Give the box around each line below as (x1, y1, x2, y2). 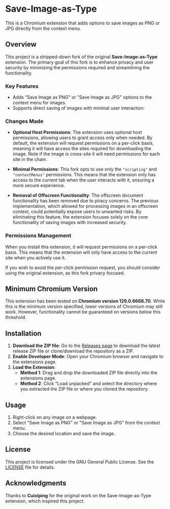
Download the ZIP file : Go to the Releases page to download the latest (12, 342, 160, 349)
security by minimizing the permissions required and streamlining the (5, 64, 150, 70)
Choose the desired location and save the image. (12, 431, 115, 437)
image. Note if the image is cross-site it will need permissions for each (12, 151, 160, 157)
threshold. (5, 314, 27, 320)
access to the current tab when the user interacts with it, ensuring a (12, 177, 155, 183)
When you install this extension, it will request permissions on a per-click (5, 244, 157, 250)
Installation (5, 329, 42, 338)
